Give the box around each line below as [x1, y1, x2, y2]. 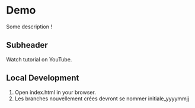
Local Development [6, 73, 79, 83]
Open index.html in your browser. [14, 89, 96, 96]
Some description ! [6, 23, 52, 30]
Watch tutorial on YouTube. [6, 55, 72, 63]
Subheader [6, 40, 49, 50]
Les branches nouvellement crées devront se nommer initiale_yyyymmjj [14, 95, 190, 102]
